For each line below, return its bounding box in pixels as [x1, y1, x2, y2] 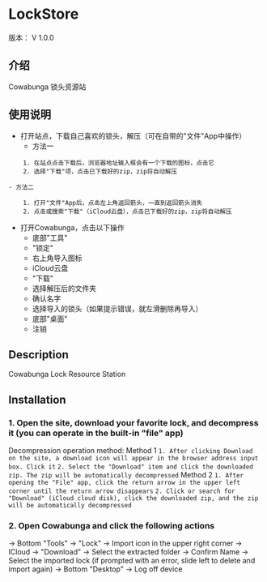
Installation [8, 392, 66, 406]
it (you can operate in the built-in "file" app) [8, 427, 184, 439]
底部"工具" [32, 233, 68, 242]
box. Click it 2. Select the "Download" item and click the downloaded [8, 463, 253, 471]
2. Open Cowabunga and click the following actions [8, 520, 215, 531]
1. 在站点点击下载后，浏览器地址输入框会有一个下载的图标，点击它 [23, 159, 214, 167]
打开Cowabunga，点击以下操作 [19, 222, 125, 232]
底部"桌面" [32, 314, 68, 323]
